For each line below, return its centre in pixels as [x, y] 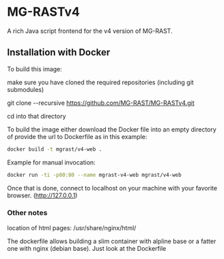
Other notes [27, 213]
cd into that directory [37, 116]
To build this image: [35, 69]
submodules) [26, 89]
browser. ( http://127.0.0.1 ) [42, 195]
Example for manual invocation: [51, 162]
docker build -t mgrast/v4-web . [55, 149]
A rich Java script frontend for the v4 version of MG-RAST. [90, 31]
